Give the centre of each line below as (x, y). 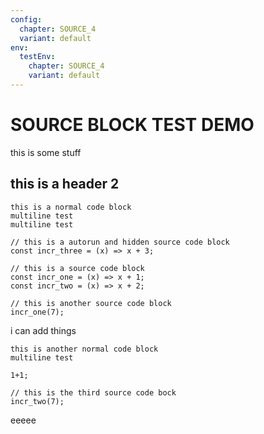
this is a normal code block (71, 207)
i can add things (43, 330)
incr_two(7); (37, 401)
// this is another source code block (91, 303)
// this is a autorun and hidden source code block (120, 242)
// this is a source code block (77, 268)
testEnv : (37, 57)
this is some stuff (46, 152)
